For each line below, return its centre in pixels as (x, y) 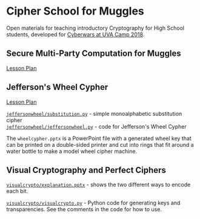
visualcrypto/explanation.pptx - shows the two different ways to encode (98, 185)
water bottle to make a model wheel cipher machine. (72, 151)
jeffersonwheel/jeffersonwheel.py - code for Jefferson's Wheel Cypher (96, 126)
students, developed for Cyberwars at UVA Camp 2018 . (75, 34)
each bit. (17, 191)
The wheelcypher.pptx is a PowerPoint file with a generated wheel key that (99, 138)
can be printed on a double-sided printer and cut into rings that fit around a (100, 144)
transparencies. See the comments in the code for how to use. (84, 209)
